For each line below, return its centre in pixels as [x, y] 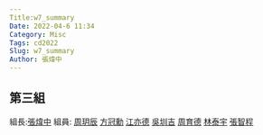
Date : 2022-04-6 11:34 [52, 26]
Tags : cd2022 [34, 43]
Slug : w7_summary [42, 51]
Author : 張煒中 [36, 59]
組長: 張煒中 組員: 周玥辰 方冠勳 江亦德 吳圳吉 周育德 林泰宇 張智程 [131, 121]
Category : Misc [38, 34]
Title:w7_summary [42, 18]
